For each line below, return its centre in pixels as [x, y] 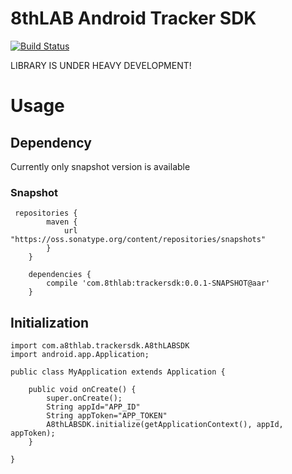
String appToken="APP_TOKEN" [107, 416]
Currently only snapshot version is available [100, 166]
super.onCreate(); [84, 398]
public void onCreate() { [82, 390]
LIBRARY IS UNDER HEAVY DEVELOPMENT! [101, 65]
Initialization [50, 322]
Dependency [51, 142]
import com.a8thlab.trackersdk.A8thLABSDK [100, 346]
